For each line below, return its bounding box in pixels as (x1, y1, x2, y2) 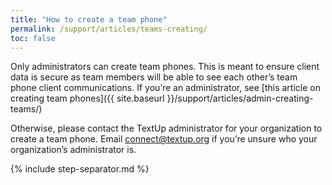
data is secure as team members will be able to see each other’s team (10, 71, 298, 83)
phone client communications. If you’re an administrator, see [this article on (10, 82, 321, 94)
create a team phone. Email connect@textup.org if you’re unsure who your (10, 133, 318, 145)
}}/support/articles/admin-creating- (166, 92, 314, 105)
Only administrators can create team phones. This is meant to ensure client (10, 61, 320, 73)
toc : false (10, 33, 56, 43)
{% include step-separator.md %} (10, 163, 150, 175)
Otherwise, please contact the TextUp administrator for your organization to (10, 122, 323, 135)
